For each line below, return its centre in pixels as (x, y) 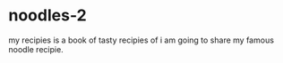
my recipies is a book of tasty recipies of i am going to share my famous (141, 40)
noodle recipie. (36, 49)
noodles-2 (47, 16)
